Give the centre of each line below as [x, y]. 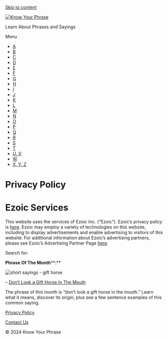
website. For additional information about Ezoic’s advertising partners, [77, 238]
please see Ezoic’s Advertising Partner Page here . [57, 243]
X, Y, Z [19, 164]
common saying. [22, 303]
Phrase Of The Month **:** [33, 263]
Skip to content [21, 7]
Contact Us [17, 322]
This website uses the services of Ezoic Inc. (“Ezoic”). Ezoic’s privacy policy [84, 222]
